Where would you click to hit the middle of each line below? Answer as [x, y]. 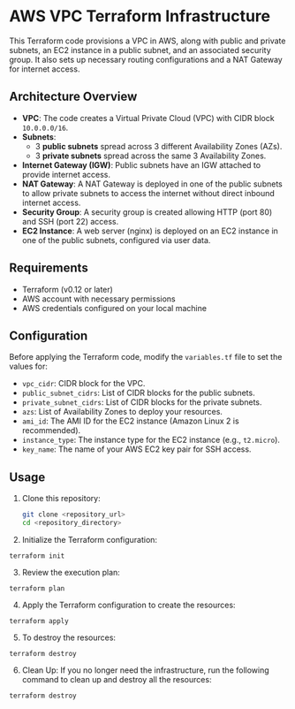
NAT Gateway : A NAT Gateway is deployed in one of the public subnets [152, 184]
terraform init [37, 556]
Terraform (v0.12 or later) [67, 289]
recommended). [51, 431]
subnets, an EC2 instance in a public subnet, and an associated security [140, 50]
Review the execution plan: [71, 572]
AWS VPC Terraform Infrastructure [140, 16]
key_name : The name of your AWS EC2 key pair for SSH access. [136, 449]
